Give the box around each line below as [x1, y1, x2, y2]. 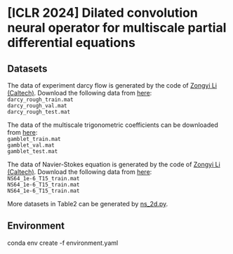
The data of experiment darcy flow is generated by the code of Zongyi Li [7, 81, 218, 89]
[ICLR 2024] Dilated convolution [7, 5, 198, 21]
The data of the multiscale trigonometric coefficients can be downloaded [7, 121, 219, 129]
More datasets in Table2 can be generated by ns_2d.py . [7, 200, 168, 208]
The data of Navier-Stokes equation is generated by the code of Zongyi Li [7, 160, 221, 168]
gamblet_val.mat [7, 142, 55, 149]
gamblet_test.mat [7, 148, 58, 155]
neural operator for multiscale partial [7, 20, 227, 36]
